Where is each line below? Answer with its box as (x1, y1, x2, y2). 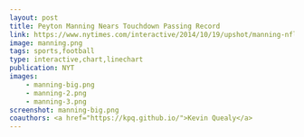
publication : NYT (9, 64, 75, 73)
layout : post (9, 13, 59, 23)
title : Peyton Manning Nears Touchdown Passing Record (9, 22, 221, 31)
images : (9, 72, 39, 81)
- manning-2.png (25, 88, 88, 97)
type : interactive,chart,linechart (9, 55, 144, 64)
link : (9, 30, 30, 39)
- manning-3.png (25, 96, 88, 106)
